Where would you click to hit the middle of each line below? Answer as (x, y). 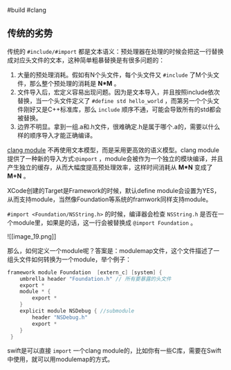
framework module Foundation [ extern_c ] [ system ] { (85, 272)
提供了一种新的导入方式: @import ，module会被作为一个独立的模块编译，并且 (115, 158)
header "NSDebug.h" (60, 317)
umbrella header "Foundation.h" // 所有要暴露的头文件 (95, 279)
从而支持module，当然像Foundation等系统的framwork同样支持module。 (110, 199)
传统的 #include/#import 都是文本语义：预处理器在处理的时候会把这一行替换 (115, 51)
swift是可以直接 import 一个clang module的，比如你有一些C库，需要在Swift (114, 351)
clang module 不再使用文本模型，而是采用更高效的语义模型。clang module (113, 150)
